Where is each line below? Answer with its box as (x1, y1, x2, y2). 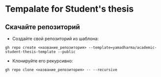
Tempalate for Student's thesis (5, 3, 134, 15)
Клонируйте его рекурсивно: (12, 58, 73, 64)
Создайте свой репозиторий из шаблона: (12, 36, 99, 41)
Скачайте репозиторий (5, 23, 80, 31)
